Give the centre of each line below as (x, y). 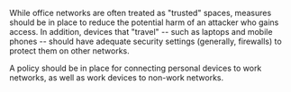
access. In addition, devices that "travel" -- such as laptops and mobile (141, 32)
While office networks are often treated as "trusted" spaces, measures (141, 13)
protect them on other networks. (69, 51)
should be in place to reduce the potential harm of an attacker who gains (144, 22)
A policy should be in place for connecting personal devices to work (136, 68)
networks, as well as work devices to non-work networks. (117, 78)
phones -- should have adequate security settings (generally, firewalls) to (145, 41)
